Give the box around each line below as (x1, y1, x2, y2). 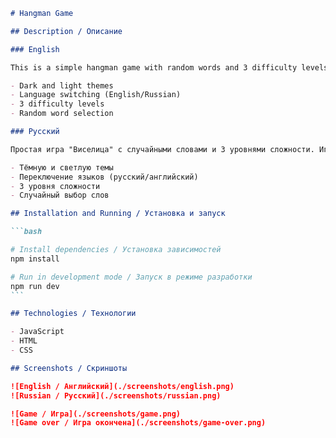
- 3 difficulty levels (10, 99, 105, 109)
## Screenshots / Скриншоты (10, 363, 128, 373)
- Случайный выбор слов (10, 190, 110, 201)
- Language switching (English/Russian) (10, 90, 182, 100)
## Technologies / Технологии (10, 309, 137, 319)
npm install (10, 254, 60, 264)
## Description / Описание (10, 26, 123, 36)
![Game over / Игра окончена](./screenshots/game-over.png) (10, 418, 267, 428)
